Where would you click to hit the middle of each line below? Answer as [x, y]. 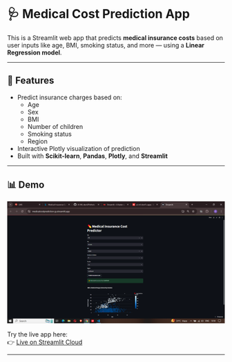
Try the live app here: [37, 334]
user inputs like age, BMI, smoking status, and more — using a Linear [106, 45]
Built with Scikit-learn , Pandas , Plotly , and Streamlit [92, 156]
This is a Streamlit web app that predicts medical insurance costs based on [115, 38]
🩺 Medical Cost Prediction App [98, 14]
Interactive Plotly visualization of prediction [78, 148]
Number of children [55, 126]
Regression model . [35, 52]
